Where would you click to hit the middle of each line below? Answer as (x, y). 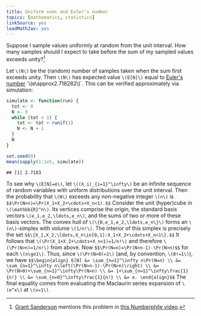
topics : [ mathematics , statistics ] (51, 17)
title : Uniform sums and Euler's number (57, 12)
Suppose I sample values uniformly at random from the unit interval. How (96, 45)
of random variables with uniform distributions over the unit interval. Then (97, 190)
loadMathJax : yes (28, 28)
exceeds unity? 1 (26, 59)
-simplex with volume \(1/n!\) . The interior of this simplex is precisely (104, 228)
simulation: (20, 90)
